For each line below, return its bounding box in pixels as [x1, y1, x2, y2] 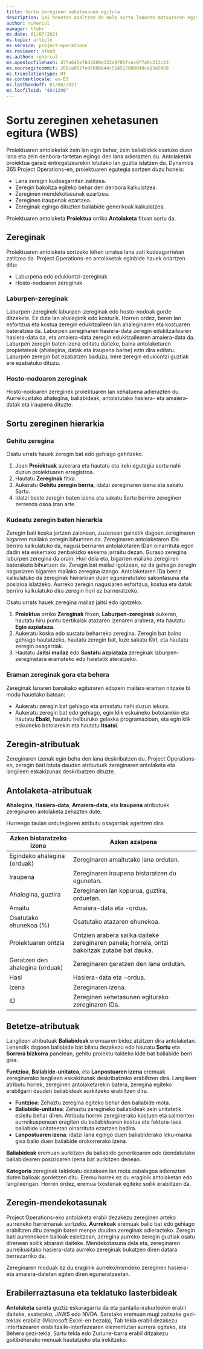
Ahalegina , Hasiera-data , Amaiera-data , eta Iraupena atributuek [6, 802, 170, 809]
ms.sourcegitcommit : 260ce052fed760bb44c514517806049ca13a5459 [6, 65, 169, 71]
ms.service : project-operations [6, 43, 88, 49]
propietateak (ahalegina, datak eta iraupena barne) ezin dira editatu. [6, 346, 176, 353]
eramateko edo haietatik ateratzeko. [48, 655, 138, 663]
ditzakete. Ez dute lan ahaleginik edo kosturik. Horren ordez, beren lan [6, 314, 181, 321]
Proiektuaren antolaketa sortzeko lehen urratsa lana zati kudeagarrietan [6, 248, 185, 256]
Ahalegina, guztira [9, 890, 61, 899]
